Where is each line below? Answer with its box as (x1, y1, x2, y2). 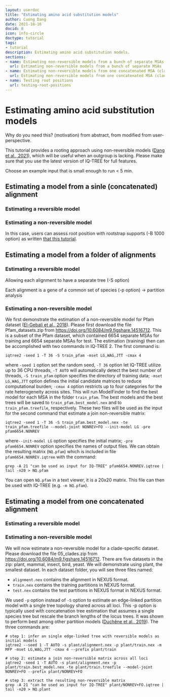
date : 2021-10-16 (5, 21, 42, 27)
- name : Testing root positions (5, 78, 73, 83)
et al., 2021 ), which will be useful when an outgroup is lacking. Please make (5, 152, 163, 158)
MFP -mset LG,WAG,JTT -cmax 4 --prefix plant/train (5, 647, 116, 652)
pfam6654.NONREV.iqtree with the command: (5, 454, 97, 460)
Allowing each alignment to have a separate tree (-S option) (5, 277, 130, 283)
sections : (5, 54, 26, 60)
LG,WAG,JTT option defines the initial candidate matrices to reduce (5, 378, 142, 384)
